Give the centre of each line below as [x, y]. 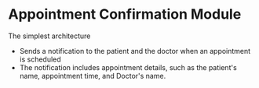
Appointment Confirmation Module [125, 14]
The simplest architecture [49, 36]
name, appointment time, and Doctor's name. [93, 76]
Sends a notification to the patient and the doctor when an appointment [135, 51]
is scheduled [40, 59]
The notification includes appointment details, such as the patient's [128, 67]
